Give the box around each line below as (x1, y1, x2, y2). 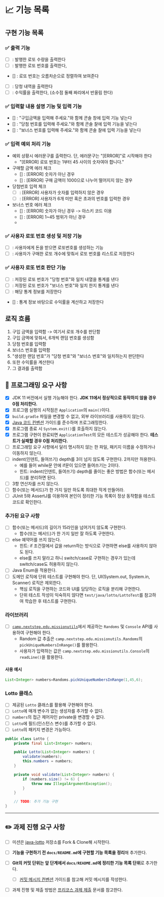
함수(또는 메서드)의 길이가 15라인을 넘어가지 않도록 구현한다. (12, 525, 127, 530)
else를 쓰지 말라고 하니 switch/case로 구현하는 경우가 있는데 (19, 555, 136, 561)
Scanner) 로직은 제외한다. (12, 579, 62, 585)
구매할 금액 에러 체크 (12, 165, 52, 171)
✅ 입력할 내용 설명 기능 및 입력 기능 (5, 103, 82, 110)
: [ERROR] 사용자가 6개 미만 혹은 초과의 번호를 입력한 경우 (19, 195, 130, 201)
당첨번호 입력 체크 (12, 183, 46, 189)
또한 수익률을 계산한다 (12, 359, 55, 365)
